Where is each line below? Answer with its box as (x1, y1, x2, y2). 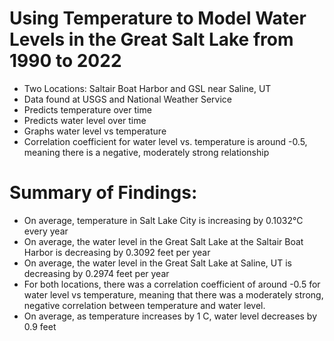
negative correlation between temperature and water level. (23, 299, 266, 311)
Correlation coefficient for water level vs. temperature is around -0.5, (23, 135, 308, 147)
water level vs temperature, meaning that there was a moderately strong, (23, 288, 324, 301)
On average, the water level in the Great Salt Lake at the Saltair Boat (23, 235, 304, 247)
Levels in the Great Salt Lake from (9, 28, 294, 51)
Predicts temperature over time (23, 103, 152, 116)
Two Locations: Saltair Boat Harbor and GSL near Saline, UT (23, 82, 272, 94)
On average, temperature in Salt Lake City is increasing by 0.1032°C (23, 214, 304, 226)
